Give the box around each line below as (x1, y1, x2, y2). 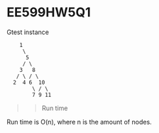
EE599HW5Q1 (6, 4, 92, 21)
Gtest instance (6, 28, 49, 36)
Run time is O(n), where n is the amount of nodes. (6, 117, 152, 126)
